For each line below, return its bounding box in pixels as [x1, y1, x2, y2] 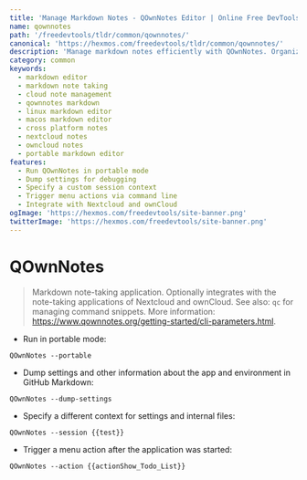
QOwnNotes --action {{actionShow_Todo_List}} [9, 462, 185, 471]
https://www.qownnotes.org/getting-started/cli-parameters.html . [31, 316, 277, 327]
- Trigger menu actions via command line [17, 192, 178, 201]
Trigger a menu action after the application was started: [22, 443, 233, 454]
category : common [9, 56, 76, 65]
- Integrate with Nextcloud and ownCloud [17, 200, 178, 210]
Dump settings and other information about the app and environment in [22, 367, 291, 378]
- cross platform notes [17, 124, 108, 133]
